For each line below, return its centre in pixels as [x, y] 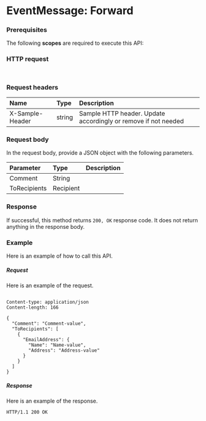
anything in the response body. [45, 226]
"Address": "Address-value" [64, 350]
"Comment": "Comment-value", [49, 323]
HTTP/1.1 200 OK [27, 412]
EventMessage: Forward [70, 11]
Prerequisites [27, 30]
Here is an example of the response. [52, 401]
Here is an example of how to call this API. [59, 256]
